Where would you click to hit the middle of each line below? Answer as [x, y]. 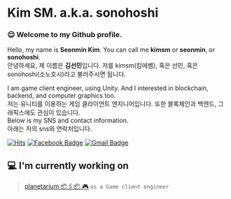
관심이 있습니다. [59, 112]
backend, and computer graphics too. [62, 96]
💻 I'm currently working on [68, 165]
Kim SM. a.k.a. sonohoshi [83, 13]
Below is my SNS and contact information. [68, 121]
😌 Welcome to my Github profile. [65, 35]
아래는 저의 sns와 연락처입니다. [50, 129]
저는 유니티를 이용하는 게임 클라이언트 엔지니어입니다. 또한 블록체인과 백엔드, [112, 104]
